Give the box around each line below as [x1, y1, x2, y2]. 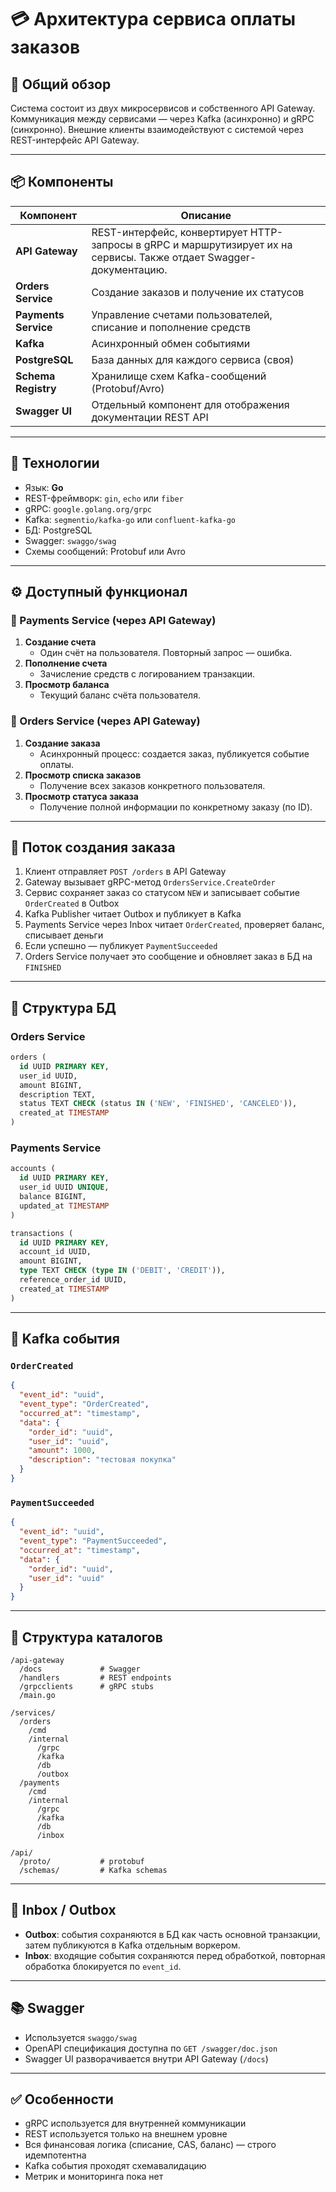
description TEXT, [19, 1089, 97, 1100]
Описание [180, 208, 232, 222]
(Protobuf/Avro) [91, 381, 165, 395]
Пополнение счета [24, 657, 108, 670]
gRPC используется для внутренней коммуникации [24, 2117, 247, 2130]
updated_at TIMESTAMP [19, 1201, 110, 1211]
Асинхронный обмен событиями [91, 336, 251, 350]
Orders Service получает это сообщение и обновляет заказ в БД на [24, 951, 313, 963]
